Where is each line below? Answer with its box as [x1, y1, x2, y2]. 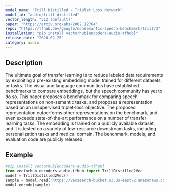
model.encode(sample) [5, 182, 51, 187]
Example [5, 150, 33, 159]
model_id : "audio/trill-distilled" [5, 12, 80, 17]
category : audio [5, 40, 39, 45]
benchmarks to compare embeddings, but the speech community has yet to [5, 88, 162, 94]
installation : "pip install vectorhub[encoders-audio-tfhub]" [5, 31, 138, 36]
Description [5, 59, 43, 67]
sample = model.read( [5, 178, 51, 183]
